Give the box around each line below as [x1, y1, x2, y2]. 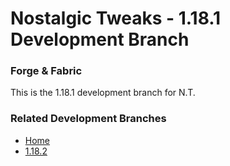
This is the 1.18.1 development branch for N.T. [10, 87, 196, 99]
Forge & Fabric [10, 64, 83, 78]
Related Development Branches [10, 112, 167, 126]
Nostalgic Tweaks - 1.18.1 [10, 7, 222, 30]
